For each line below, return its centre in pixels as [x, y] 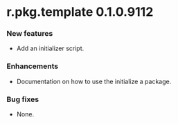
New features [30, 34]
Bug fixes [23, 99]
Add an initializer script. [50, 48]
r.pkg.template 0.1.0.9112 [80, 12]
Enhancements [33, 66]
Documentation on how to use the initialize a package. [94, 81]
